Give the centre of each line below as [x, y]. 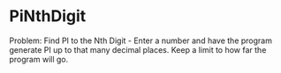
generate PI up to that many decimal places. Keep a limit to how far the [138, 49]
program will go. [39, 59]
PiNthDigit [48, 16]
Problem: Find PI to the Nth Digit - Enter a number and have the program [140, 40]
